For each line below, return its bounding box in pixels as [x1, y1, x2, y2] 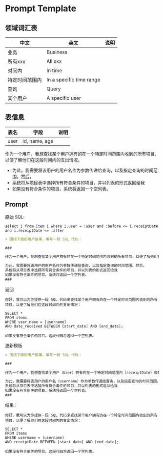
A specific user [46, 95, 82, 101]
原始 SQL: [5, 214, 25, 220]
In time [46, 67, 62, 74]
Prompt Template [5, 3, 77, 14]
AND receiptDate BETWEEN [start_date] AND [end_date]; [5, 439, 119, 444]
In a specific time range [46, 77, 101, 83]
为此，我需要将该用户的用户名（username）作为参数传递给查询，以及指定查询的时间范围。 [5, 379, 161, 384]
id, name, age [22, 137, 54, 144]
